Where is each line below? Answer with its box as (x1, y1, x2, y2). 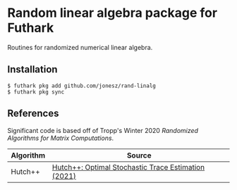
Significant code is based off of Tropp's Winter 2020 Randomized (7, 126, 199, 134)
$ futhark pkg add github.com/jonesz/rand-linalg (7, 82, 157, 89)
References (7, 108, 59, 120)
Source (126, 150, 152, 160)
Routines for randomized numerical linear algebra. (7, 43, 153, 51)
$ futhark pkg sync (7, 88, 65, 96)
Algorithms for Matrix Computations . (7, 134, 114, 142)
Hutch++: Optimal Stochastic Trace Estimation (51, 162, 205, 172)
